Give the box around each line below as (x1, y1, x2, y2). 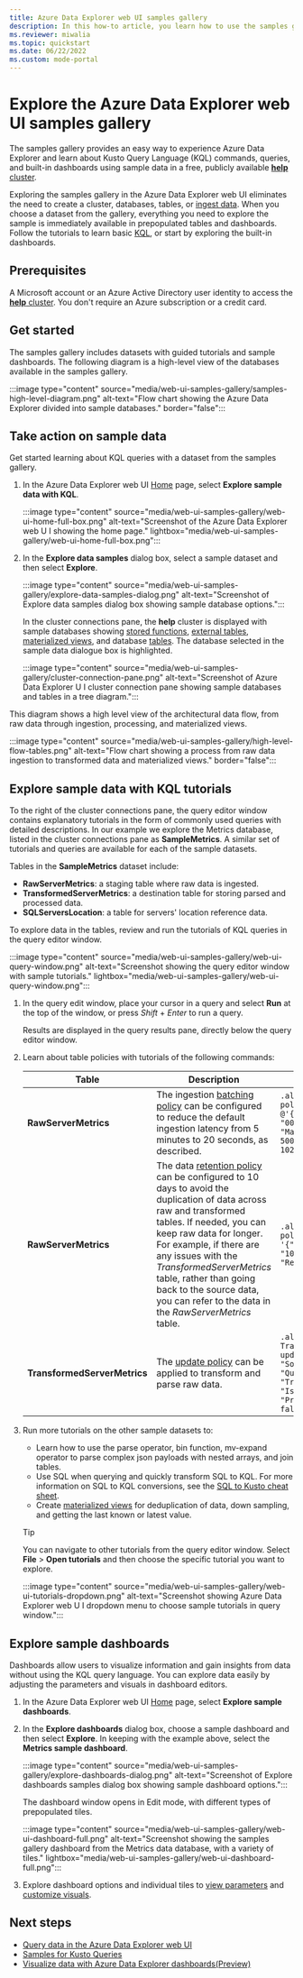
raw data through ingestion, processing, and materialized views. (9, 719, 248, 729)
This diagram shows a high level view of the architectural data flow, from (9, 709, 280, 719)
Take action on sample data (9, 428, 167, 444)
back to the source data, (156, 1284, 260, 1296)
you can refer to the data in (156, 1295, 271, 1307)
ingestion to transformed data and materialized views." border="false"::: (9, 755, 277, 766)
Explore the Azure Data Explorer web (9, 94, 290, 114)
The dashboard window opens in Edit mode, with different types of (22, 1797, 271, 1808)
